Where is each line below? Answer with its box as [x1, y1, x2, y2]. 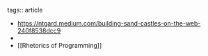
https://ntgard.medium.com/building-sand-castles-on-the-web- [17, 19, 201, 27]
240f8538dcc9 [17, 27, 61, 35]
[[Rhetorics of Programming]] [17, 41, 102, 49]
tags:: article [7, 6, 43, 14]
